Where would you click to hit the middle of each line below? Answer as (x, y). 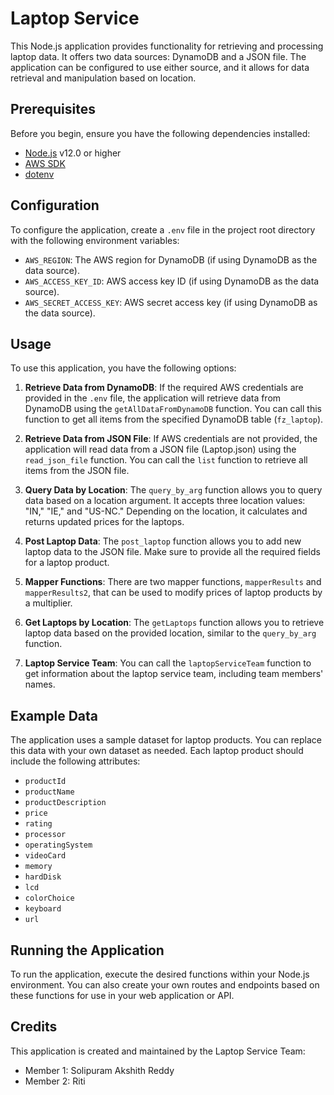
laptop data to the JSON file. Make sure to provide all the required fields (172, 552)
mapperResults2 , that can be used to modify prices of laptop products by (173, 593)
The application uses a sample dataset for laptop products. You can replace (166, 740)
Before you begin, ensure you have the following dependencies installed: (160, 133)
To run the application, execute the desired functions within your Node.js (160, 974)
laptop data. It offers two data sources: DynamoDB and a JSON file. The (158, 56)
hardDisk (43, 877)
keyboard (43, 909)
